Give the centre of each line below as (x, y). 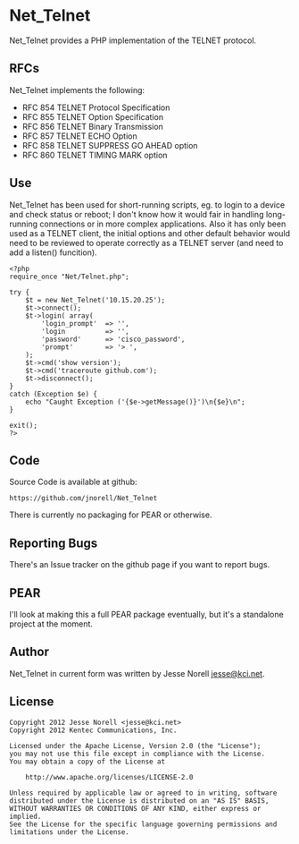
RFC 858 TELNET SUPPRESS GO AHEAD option (110, 145)
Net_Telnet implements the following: (77, 90)
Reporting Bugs (54, 543)
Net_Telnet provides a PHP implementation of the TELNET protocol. (133, 40)
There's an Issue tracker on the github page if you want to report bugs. (140, 565)
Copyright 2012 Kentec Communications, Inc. (93, 730)
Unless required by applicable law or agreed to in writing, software (143, 793)
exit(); (24, 425)
